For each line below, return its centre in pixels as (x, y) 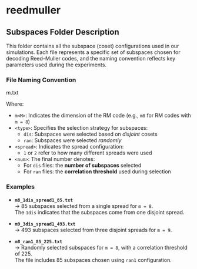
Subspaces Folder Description (63, 32)
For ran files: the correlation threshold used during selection (97, 172)
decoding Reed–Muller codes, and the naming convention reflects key (91, 58)
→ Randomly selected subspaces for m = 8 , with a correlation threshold (101, 247)
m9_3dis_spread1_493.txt (45, 224)
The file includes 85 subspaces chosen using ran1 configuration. (93, 260)
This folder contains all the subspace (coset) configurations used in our (93, 46)
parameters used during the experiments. (56, 65)
